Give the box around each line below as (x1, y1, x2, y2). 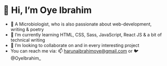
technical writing (10, 37, 45, 43)
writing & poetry (10, 26, 44, 32)
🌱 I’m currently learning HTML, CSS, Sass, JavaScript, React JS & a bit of (10, 31, 162, 37)
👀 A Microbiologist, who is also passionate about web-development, (10, 21, 152, 27)
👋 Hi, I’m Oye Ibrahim (3, 4, 92, 16)
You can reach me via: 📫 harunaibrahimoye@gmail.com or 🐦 (10, 47, 139, 54)
